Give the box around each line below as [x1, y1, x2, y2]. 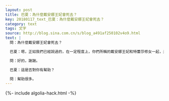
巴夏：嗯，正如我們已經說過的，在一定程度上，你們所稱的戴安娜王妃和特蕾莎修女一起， [10, 49, 163, 54]
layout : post [5, 7, 33, 13]
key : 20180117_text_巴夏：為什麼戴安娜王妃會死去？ [5, 17, 105, 22]
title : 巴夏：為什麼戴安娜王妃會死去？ [5, 12, 77, 17]
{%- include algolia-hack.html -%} [5, 90, 76, 96]
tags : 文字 [5, 26, 27, 31]
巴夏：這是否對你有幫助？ [10, 67, 55, 72]
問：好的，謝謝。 [10, 58, 40, 63]
